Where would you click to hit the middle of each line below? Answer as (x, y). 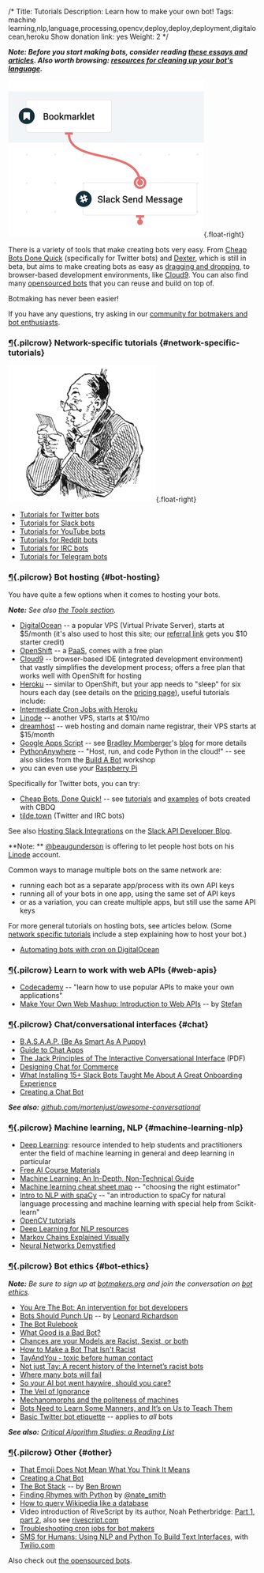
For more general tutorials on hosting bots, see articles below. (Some (120, 925)
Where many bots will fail (61, 1374)
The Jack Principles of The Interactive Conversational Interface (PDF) (132, 1058)
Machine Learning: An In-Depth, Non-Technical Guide (107, 1178)
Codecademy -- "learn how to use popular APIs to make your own (127, 987)
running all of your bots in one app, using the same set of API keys (127, 894)
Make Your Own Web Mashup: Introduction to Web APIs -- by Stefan (131, 1004)
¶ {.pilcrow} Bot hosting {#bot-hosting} (84, 577)
